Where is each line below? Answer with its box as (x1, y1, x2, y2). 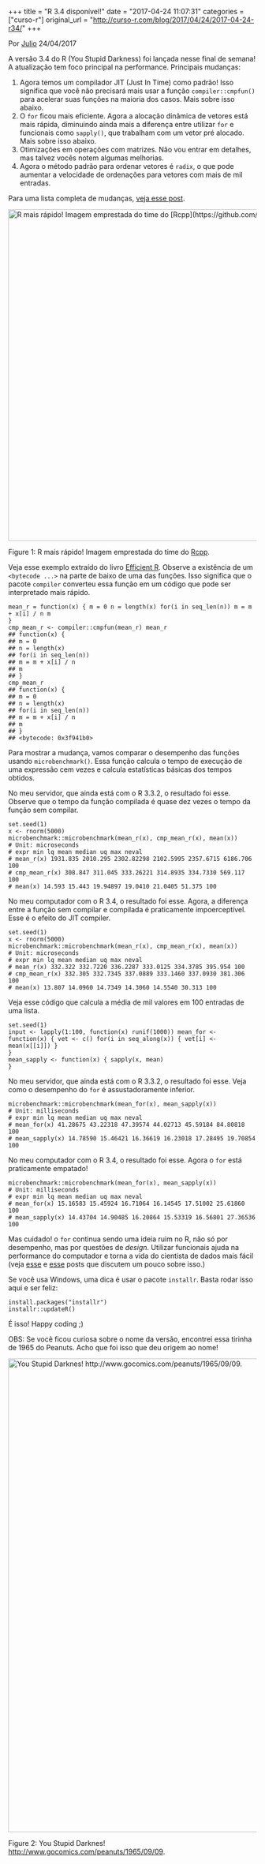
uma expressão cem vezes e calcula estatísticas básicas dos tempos (8, 765, 233, 774)
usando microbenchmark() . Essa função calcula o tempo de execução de (8, 757, 243, 765)
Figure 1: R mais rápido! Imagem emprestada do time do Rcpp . (8, 548, 211, 556)
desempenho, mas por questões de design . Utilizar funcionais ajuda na (8, 1243, 239, 1252)
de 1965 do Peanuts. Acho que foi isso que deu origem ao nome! (8, 1343, 218, 1352)
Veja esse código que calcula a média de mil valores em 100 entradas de (8, 998, 244, 1007)
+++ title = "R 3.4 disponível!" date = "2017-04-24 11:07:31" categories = (8, 7, 244, 16)
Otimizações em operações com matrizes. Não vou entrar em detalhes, (19, 145, 252, 154)
